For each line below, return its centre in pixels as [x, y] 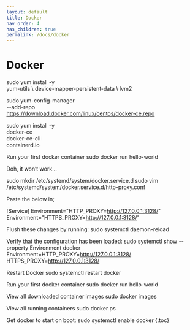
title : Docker [25, 18]
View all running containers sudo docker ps [61, 309]
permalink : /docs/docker [38, 35]
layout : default [27, 12]
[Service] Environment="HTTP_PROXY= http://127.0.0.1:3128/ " [84, 211]
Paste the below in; [31, 199]
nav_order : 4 [23, 23]
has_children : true [31, 29]
